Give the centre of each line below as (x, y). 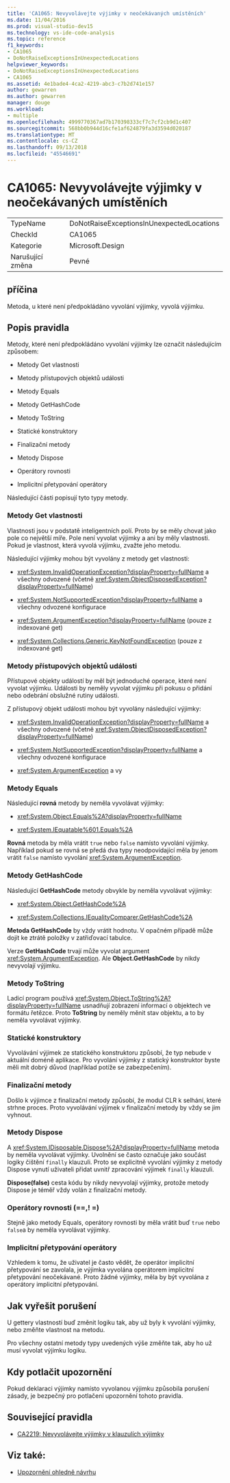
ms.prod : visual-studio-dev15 (50, 26)
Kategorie (26, 246)
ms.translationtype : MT (41, 135)
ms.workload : (26, 109)
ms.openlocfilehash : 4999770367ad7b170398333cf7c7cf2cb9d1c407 (99, 122)
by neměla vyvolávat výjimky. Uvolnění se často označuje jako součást (107, 1154)
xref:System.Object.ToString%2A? (123, 998)
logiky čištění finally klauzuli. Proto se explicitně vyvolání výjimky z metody (115, 1162)
